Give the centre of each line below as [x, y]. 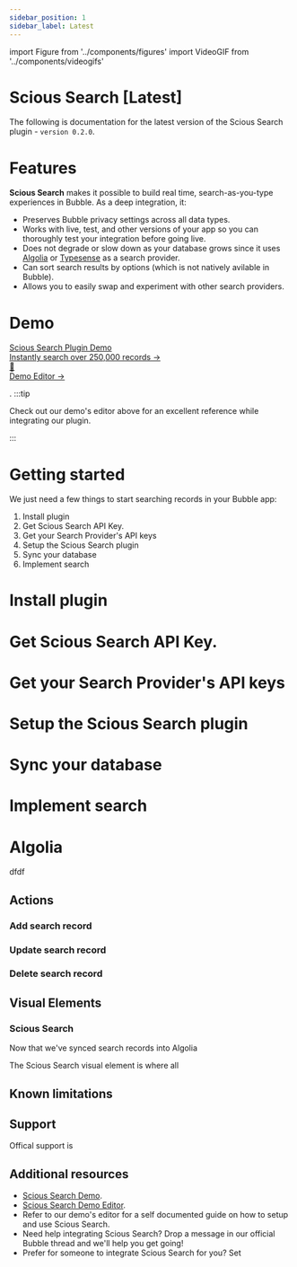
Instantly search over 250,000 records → [85, 357]
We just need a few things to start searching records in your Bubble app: [143, 499]
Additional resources [69, 1174]
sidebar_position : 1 [48, 18]
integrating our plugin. [50, 421]
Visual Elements [56, 1003]
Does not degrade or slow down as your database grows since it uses [151, 249]
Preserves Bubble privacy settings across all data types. [126, 220]
